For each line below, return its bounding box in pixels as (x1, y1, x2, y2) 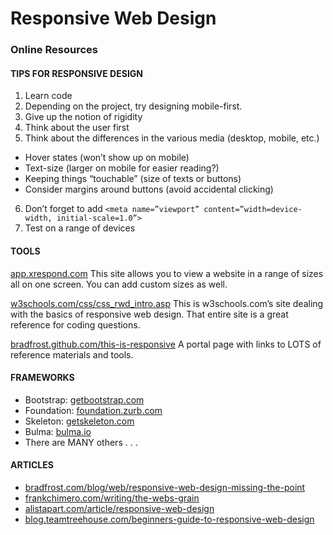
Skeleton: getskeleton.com (24, 415, 135, 427)
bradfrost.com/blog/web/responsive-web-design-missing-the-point (24, 481, 306, 493)
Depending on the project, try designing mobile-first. (24, 100, 243, 112)
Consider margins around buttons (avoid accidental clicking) (24, 183, 274, 196)
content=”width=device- (203, 205, 303, 215)
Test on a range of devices (24, 222, 136, 234)
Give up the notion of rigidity (24, 111, 143, 123)
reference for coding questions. (10, 318, 141, 331)
